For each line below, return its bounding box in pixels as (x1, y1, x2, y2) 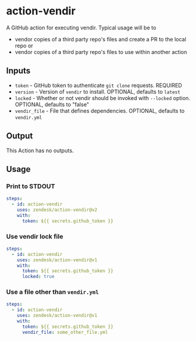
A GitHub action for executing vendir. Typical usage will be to (6, 24, 157, 31)
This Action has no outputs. (6, 147, 74, 154)
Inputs (6, 66, 31, 76)
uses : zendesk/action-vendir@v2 (17, 207, 97, 213)
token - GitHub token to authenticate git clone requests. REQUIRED (14, 82, 182, 89)
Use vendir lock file (6, 232, 64, 240)
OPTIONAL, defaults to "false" (14, 101, 90, 108)
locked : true (22, 274, 55, 280)
